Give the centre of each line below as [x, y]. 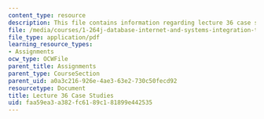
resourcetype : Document [47, 88]
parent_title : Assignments [52, 67]
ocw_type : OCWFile [38, 59]
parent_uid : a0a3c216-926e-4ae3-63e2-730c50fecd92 [93, 81]
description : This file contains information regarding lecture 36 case [130, 23]
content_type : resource [47, 15]
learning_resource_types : [50, 45]
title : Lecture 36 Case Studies [61, 96]
